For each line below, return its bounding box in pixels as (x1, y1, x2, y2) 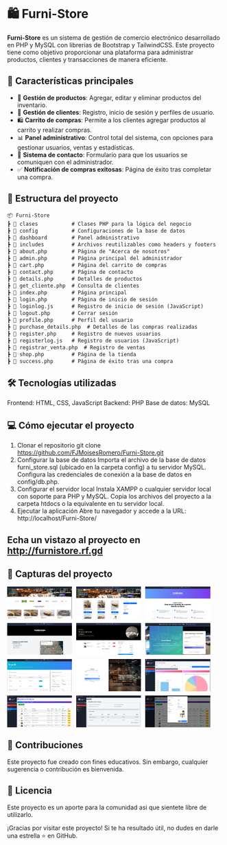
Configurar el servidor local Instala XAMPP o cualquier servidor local (16, 485, 211, 494)
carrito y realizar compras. (16, 126, 93, 134)
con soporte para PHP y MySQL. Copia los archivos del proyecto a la (16, 492, 211, 500)
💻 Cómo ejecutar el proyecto (7, 419, 135, 431)
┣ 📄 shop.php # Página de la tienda (7, 351, 136, 358)
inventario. (16, 101, 48, 109)
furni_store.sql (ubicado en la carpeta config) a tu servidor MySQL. (16, 463, 207, 472)
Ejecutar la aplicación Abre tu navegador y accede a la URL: (16, 507, 187, 516)
